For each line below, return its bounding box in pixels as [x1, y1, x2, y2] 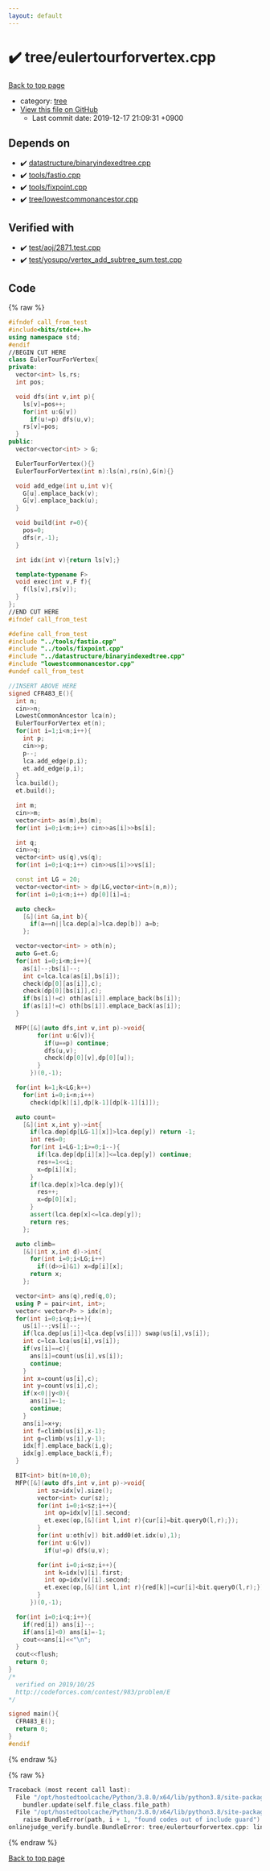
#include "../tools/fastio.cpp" [8, 638, 117, 646]
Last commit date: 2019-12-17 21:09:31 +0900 [31, 113, 184, 123]
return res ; [29, 1218, 70, 1226]
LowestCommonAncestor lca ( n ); [15, 712, 117, 720]
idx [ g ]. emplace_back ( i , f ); [22, 1449, 113, 1457]
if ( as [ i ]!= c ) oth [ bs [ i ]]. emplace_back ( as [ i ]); [22, 1002, 182, 1010]
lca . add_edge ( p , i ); [22, 757, 88, 765]
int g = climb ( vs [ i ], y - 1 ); [22, 1434, 106, 1443]
